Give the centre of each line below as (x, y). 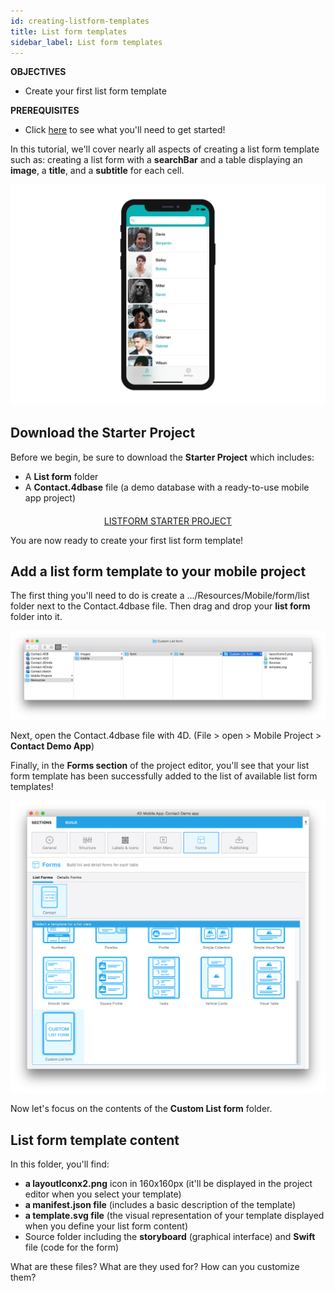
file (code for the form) (72, 1247)
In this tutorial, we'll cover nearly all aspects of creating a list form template (165, 149)
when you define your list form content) (106, 1226)
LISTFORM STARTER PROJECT (168, 521)
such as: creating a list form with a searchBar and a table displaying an (156, 160)
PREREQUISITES (45, 111)
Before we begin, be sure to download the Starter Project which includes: (162, 457)
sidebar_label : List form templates (86, 42)
